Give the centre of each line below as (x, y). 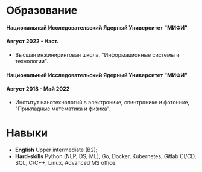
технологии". (31, 61)
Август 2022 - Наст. (33, 41)
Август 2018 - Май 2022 (38, 89)
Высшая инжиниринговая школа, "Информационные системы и (97, 54)
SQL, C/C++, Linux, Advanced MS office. (66, 162)
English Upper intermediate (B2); (56, 150)
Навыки (27, 133)
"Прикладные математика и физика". (63, 109)
